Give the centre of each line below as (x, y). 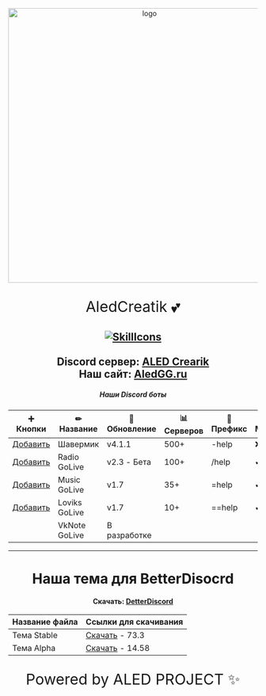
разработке (129, 535)
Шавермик (79, 444)
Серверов (184, 431)
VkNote (72, 525)
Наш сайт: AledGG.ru (133, 374)
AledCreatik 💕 (133, 306)
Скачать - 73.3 (115, 635)
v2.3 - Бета (129, 462)
